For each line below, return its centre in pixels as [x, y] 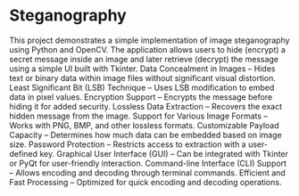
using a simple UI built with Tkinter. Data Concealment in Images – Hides [142, 69]
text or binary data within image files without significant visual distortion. [143, 78]
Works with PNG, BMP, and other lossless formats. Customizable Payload [144, 125]
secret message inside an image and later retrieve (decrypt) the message [144, 59]
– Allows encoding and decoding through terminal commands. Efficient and [147, 172]
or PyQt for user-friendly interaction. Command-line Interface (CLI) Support [148, 163]
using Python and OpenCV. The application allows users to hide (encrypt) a [147, 49]
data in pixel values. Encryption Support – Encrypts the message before [141, 97]
